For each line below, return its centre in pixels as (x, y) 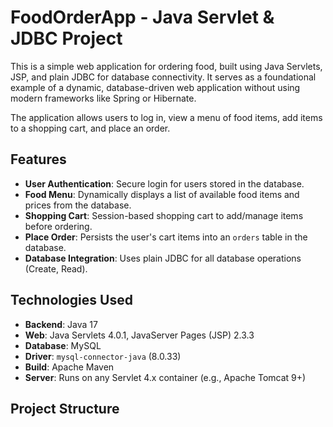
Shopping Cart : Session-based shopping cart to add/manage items (164, 215)
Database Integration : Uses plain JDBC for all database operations (163, 258)
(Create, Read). (56, 268)
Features (38, 159)
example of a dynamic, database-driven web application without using (155, 87)
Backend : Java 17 (61, 324)
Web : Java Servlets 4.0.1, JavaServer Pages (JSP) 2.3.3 (139, 335)
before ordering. (58, 226)
